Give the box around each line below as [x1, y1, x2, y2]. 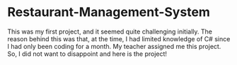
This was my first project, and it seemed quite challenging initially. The [7, 27, 212, 36]
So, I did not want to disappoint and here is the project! [7, 50, 168, 58]
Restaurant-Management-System [7, 4, 211, 20]
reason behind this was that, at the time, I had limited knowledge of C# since [7, 34, 231, 43]
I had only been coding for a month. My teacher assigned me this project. [7, 42, 221, 50]
